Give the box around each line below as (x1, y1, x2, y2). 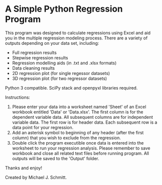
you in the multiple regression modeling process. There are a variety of (5, 35, 148, 41)
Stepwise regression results (12, 55, 68, 60)
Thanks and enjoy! (5, 165, 42, 171)
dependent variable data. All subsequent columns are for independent (12, 114, 153, 120)
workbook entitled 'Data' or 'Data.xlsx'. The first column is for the (12, 109, 143, 115)
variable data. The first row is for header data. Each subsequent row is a (12, 119, 158, 125)
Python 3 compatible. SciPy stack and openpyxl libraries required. (5, 85, 138, 91)
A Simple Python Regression (5, 3, 123, 15)
